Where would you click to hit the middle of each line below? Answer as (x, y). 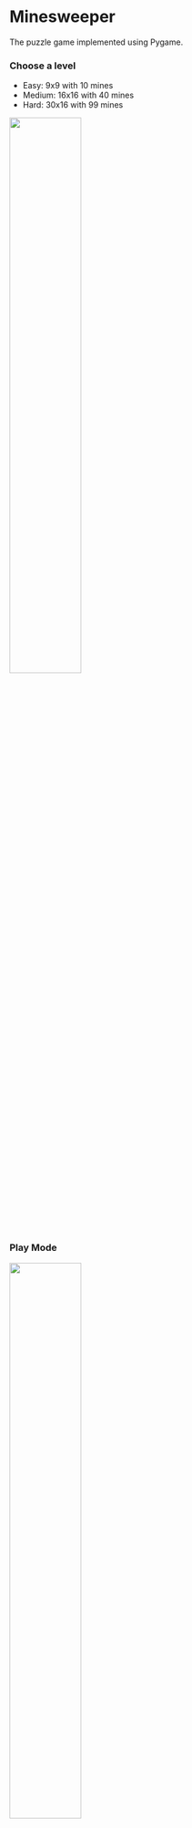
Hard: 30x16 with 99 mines (73, 105)
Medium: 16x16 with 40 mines (78, 95)
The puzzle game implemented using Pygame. (96, 42)
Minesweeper (62, 17)
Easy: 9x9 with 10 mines (68, 86)
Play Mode (33, 1248)
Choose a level (43, 66)
